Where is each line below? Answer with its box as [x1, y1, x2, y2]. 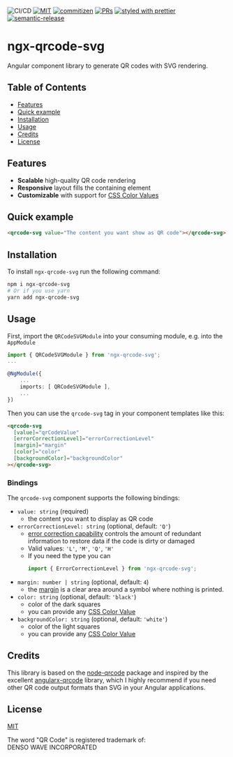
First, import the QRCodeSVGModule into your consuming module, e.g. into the [7, 331, 223, 340]
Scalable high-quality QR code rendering [17, 176, 136, 184]
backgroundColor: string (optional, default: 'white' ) [17, 615, 168, 623]
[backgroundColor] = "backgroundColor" [13, 455, 123, 462]
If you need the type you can [27, 552, 111, 560]
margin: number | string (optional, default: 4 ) [17, 578, 149, 586]
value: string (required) [17, 507, 89, 516]
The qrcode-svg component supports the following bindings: [7, 494, 180, 502]
